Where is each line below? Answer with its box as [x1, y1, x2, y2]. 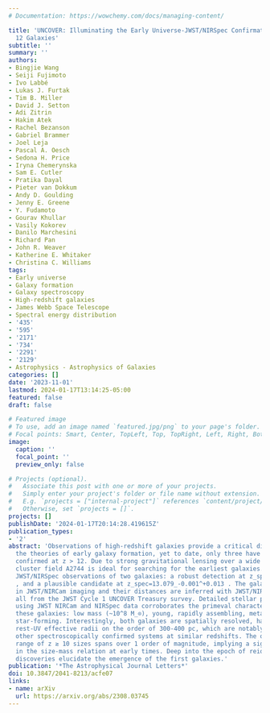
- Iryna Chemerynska [8, 161, 78, 169]
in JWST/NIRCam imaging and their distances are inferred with [15, 587, 231, 595]
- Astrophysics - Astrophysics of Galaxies [8, 363, 157, 371]
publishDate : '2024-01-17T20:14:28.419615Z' [8, 520, 160, 528]
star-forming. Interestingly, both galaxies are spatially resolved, [15, 617, 253, 625]
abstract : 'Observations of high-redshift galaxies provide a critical [8, 542, 253, 550]
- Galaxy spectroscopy [8, 288, 84, 296]
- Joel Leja [8, 139, 48, 147]
